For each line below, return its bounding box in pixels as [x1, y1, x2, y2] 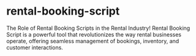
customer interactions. [6, 44, 63, 51]
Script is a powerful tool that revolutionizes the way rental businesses [6, 30, 182, 38]
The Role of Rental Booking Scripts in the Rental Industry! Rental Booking [6, 24, 190, 32]
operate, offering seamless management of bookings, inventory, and [6, 37, 179, 44]
